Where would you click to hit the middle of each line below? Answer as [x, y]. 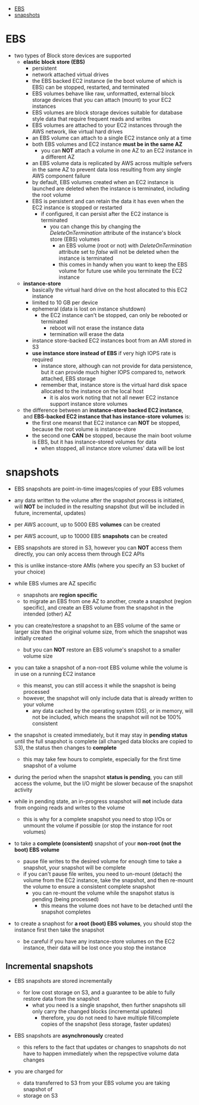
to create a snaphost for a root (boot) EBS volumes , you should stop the [103, 923]
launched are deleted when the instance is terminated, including [111, 188]
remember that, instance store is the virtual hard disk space [114, 384]
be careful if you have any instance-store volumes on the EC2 [99, 941]
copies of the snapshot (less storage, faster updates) [106, 1024]
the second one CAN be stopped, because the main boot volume [112, 435]
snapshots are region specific [60, 595]
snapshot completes [66, 912]
